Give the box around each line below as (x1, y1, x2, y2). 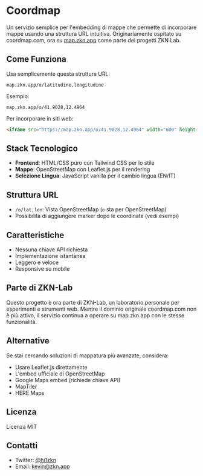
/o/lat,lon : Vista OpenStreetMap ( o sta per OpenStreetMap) (14, 206, 167, 213)
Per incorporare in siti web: (6, 114, 74, 122)
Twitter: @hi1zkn (14, 457, 56, 464)
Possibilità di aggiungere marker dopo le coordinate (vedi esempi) (14, 213, 179, 220)
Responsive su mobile (14, 265, 70, 273)
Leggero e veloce (14, 259, 59, 266)
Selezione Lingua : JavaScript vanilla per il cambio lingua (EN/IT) (14, 172, 176, 179)
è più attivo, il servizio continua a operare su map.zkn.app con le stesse (6, 311, 185, 319)
